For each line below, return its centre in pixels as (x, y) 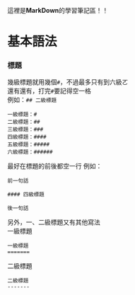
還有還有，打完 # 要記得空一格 (49, 91)
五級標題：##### (29, 145)
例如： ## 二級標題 (32, 100)
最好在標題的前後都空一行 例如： (55, 166)
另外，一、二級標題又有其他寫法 (54, 222)
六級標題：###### (30, 152)
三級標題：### (25, 129)
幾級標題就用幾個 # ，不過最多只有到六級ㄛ (68, 82)
